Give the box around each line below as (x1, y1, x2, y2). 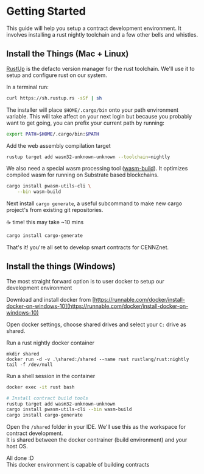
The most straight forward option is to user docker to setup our (6, 277, 164, 285)
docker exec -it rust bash (6, 384, 75, 390)
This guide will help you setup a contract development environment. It (6, 24, 181, 32)
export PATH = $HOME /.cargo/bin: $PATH (6, 131, 99, 137)
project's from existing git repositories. (6, 206, 104, 214)
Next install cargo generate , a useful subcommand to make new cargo (6, 200, 183, 207)
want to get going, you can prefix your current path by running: (6, 119, 164, 126)
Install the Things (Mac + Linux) (6, 49, 129, 59)
